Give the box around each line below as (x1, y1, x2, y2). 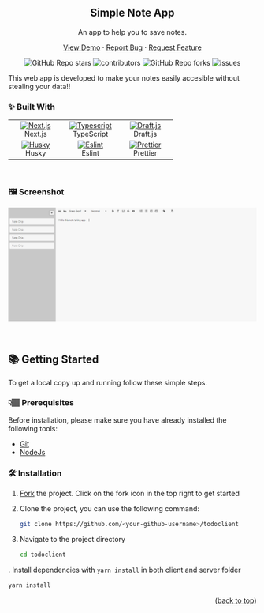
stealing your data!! (8, 81, 71, 91)
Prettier (133, 149, 158, 158)
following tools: (8, 423, 58, 433)
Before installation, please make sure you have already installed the (8, 415, 227, 425)
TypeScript (72, 129, 109, 138)
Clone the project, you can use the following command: (19, 504, 199, 513)
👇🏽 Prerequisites (8, 397, 75, 408)
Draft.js (133, 129, 158, 138)
